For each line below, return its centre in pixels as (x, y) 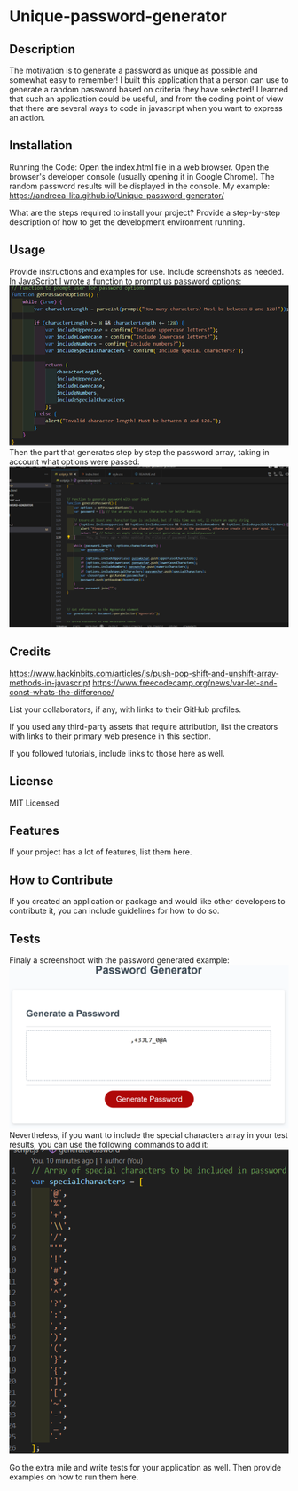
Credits (30, 652)
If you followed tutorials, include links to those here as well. (117, 753)
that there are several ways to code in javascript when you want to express (146, 108)
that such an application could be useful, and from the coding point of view (146, 99)
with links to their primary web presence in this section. (110, 736)
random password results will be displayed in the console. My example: (140, 186)
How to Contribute (61, 880)
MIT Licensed (34, 803)
